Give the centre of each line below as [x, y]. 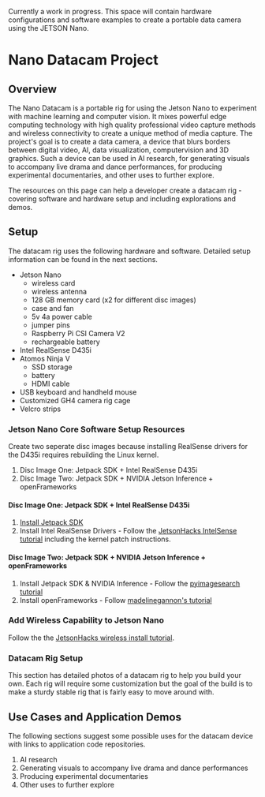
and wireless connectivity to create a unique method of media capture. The [131, 133]
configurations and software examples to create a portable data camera [125, 20]
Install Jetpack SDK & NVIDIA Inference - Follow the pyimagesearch [130, 583]
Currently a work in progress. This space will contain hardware [110, 11]
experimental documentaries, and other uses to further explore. [111, 175]
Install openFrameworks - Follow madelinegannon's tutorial [116, 600]
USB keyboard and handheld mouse [78, 392]
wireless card [53, 283]
